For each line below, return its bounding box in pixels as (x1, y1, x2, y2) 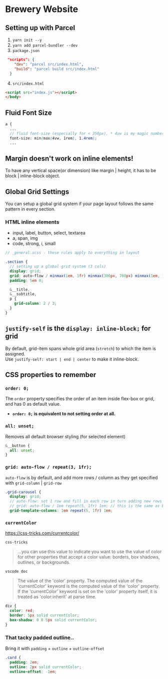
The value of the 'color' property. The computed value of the (17, 578, 142, 584)
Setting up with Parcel (5, 24, 75, 32)
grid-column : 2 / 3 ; (14, 301, 57, 306)
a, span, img (12, 235, 38, 241)
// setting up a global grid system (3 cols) (9, 264, 106, 269)
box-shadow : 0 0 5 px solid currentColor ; (9, 617, 97, 622)
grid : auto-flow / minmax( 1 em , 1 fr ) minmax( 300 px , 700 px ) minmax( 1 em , (9, 273, 160, 278)
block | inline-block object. (5, 173, 60, 179)
